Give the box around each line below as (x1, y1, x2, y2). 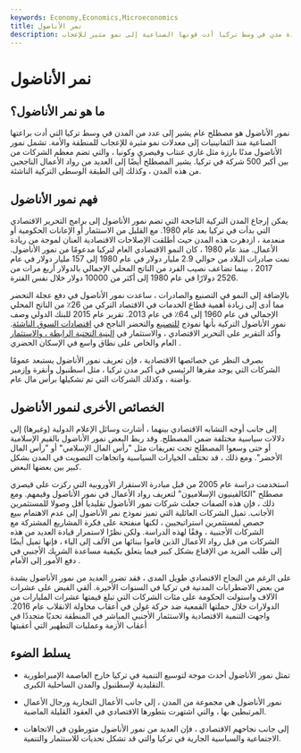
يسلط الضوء (10, 646, 71, 661)
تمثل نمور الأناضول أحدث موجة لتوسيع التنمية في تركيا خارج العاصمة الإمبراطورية (22, 669, 291, 680)
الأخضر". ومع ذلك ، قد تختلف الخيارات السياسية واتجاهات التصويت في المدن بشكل (10, 452, 283, 462)
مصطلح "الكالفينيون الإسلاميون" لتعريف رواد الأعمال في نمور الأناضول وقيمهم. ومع (10, 489, 284, 499)
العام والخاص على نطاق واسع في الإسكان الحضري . (10, 338, 181, 348)
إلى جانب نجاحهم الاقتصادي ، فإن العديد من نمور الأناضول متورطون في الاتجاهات (22, 723, 289, 734)
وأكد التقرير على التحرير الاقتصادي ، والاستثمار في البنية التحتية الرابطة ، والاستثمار (10, 328, 281, 338)
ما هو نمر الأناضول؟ (10, 104, 105, 119)
